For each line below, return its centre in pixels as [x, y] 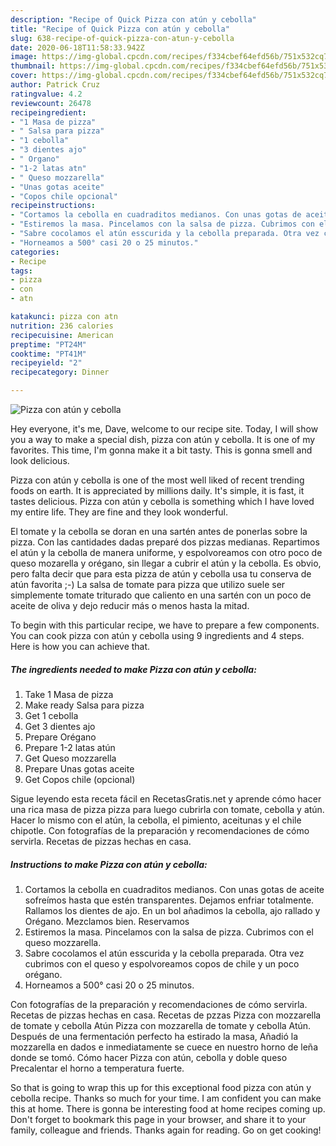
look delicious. [40, 460]
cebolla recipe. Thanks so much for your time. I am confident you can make [166, 1098]
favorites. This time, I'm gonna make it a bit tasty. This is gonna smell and [161, 450]
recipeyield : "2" [46, 363]
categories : [35, 252]
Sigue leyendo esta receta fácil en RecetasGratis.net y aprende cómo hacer [166, 798]
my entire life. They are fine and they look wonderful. [119, 512]
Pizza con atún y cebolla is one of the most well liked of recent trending [157, 480]
